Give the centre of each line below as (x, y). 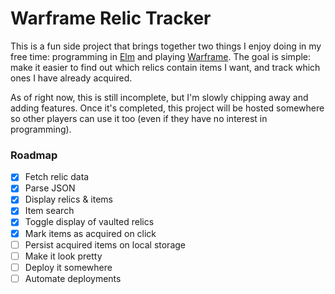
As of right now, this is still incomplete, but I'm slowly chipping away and (159, 97)
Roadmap (34, 155)
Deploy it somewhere (68, 267)
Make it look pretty (63, 256)
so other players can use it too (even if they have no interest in (139, 118)
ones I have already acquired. (71, 78)
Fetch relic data (57, 177)
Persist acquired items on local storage (105, 244)
